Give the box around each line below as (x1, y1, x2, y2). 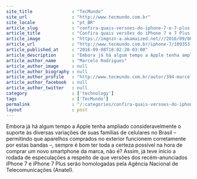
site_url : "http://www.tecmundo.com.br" (6, 14, 151, 20)
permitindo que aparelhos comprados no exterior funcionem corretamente (6, 136, 186, 143)
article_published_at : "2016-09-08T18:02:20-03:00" (6, 47, 148, 53)
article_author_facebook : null (6, 80, 88, 86)
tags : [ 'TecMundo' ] (6, 96, 109, 102)
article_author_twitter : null (6, 85, 88, 91)
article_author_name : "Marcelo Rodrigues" (6, 58, 127, 63)
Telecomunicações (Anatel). (6, 167, 74, 174)
